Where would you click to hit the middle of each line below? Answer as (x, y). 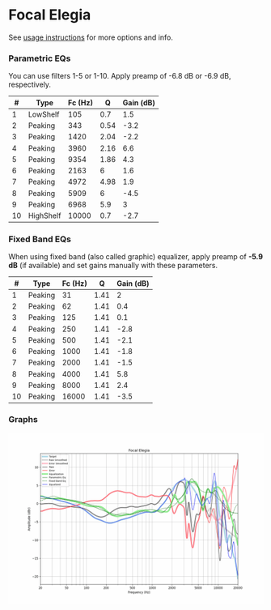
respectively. (30, 85)
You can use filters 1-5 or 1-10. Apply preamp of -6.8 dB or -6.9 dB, (120, 76)
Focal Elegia (50, 15)
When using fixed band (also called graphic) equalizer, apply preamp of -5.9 (136, 257)
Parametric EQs (40, 58)
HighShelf (44, 215)
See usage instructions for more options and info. (91, 37)
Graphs (23, 420)
